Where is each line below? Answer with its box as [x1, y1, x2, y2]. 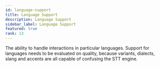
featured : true [5, 26, 38, 31]
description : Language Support [5, 17, 72, 22]
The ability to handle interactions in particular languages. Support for [5, 45, 150, 51]
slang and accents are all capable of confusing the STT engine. [5, 56, 138, 61]
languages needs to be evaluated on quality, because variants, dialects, [5, 50, 155, 56]
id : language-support [5, 7, 51, 13]
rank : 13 [5, 31, 24, 36]
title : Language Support [5, 12, 58, 17]
